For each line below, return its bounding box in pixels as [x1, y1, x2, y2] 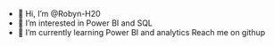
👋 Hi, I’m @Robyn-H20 [17, 9, 101, 19]
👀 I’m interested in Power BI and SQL [17, 18, 154, 28]
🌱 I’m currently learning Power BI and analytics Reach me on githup [17, 27, 266, 37]
